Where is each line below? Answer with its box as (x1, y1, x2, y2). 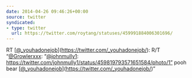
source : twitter (6, 14, 46, 20)
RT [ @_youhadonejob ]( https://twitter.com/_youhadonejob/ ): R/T (6, 46, 161, 53)
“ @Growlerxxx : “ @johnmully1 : (6, 53, 79, 60)
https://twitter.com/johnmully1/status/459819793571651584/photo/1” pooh (6, 59, 187, 66)
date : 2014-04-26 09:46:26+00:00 (6, 8, 89, 15)
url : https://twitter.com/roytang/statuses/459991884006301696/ (11, 30, 173, 36)
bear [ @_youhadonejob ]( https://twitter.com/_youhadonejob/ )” (6, 65, 155, 72)
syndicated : (6, 19, 35, 25)
